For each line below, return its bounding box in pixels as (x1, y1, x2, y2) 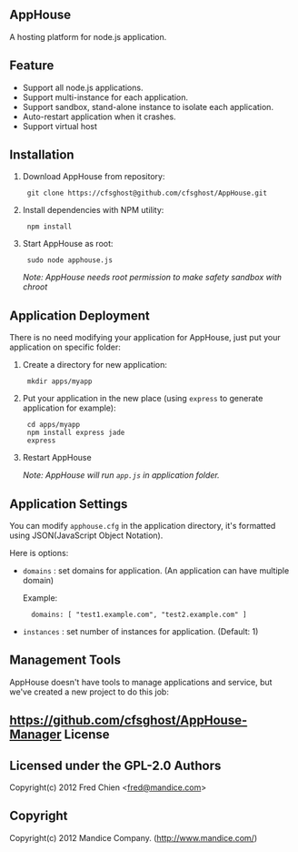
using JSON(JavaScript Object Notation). (9, 530, 164, 541)
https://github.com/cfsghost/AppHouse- (9, 713, 248, 728)
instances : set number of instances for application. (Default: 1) (22, 626, 259, 637)
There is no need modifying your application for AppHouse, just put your (9, 332, 281, 343)
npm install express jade (26, 428, 125, 438)
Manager (9, 727, 62, 743)
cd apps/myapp (26, 421, 81, 430)
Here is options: (9, 548, 69, 559)
